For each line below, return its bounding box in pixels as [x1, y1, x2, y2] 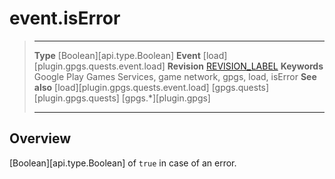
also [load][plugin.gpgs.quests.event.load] [33, 81, 210, 93]
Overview [9, 130, 72, 147]
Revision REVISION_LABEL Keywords [167, 60, 324, 72]
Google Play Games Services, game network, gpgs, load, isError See [33, 70, 317, 82]
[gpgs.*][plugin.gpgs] [121, 92, 211, 104]
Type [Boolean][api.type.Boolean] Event [33, 49, 201, 61]
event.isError [9, 7, 121, 30]
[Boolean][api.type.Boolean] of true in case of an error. [9, 157, 237, 169]
